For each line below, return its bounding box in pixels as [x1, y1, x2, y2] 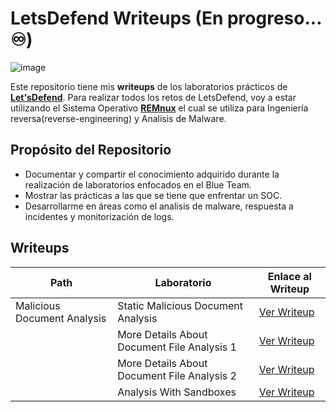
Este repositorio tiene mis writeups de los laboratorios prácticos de [10, 80, 288, 92]
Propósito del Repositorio [10, 142, 172, 159]
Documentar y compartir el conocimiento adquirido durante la [24, 168, 280, 180]
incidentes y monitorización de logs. [24, 210, 175, 222]
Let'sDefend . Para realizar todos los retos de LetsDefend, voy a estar [10, 91, 297, 103]
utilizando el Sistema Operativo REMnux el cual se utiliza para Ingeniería [10, 102, 309, 114]
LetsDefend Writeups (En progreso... [10, 7, 322, 30]
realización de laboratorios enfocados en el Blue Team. [24, 178, 252, 191]
